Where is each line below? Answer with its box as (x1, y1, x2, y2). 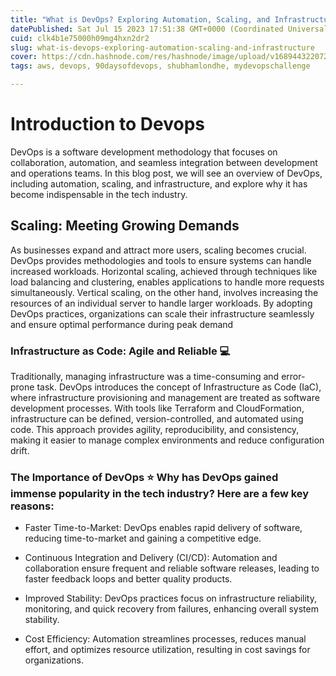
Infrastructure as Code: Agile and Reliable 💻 (10, 344, 231, 358)
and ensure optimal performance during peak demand (10, 318, 234, 330)
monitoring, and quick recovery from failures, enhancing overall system (24, 603, 319, 615)
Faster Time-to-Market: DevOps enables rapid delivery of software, (24, 522, 303, 534)
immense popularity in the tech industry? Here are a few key (10, 486, 310, 500)
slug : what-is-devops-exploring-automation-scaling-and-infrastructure (10, 42, 315, 53)
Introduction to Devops (10, 113, 206, 136)
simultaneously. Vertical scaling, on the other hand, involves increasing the (10, 286, 319, 298)
